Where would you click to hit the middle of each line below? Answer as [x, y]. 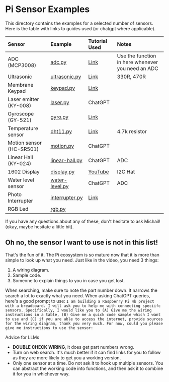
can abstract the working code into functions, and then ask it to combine [88, 368]
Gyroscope [21, 113]
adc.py [58, 62]
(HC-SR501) [23, 149]
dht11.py [61, 131]
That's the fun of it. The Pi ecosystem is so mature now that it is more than [82, 254]
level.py [59, 186]
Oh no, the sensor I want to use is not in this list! [82, 243]
